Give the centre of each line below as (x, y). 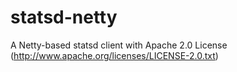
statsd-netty (64, 17)
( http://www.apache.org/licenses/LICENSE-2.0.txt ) (114, 55)
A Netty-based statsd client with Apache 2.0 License (119, 45)
